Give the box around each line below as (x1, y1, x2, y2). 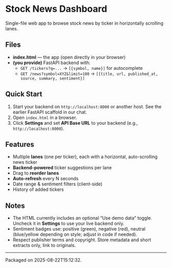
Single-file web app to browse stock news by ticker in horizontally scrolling (5, 20, 164, 26)
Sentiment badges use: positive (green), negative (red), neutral (12, 226, 146, 232)
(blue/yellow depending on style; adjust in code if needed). (12, 232, 137, 238)
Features (5, 140, 34, 149)
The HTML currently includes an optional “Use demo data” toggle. (12, 215, 153, 221)
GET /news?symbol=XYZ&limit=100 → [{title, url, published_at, (20, 70, 158, 76)
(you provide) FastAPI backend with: (12, 60, 91, 66)
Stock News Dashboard (5, 3, 107, 15)
